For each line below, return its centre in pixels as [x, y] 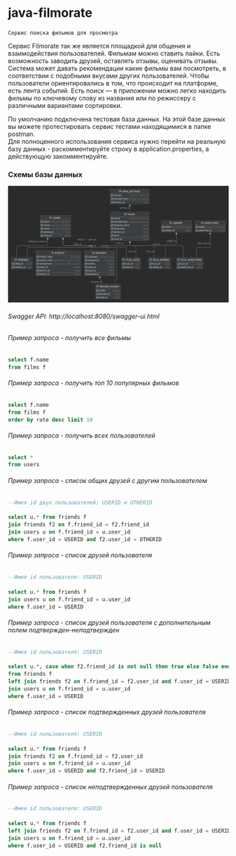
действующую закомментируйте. [58, 156]
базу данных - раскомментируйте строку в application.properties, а [109, 149]
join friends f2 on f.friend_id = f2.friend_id [79, 525]
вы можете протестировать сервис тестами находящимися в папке [110, 126]
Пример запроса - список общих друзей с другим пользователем [107, 480]
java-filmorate [50, 13]
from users [24, 465]
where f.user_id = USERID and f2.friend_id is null [85, 845]
